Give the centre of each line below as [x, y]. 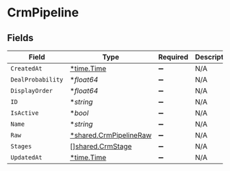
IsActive [25, 113]
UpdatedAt [26, 158]
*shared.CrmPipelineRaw [111, 135]
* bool [79, 113]
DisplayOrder [32, 91]
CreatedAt [26, 69]
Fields [21, 38]
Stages [21, 146]
